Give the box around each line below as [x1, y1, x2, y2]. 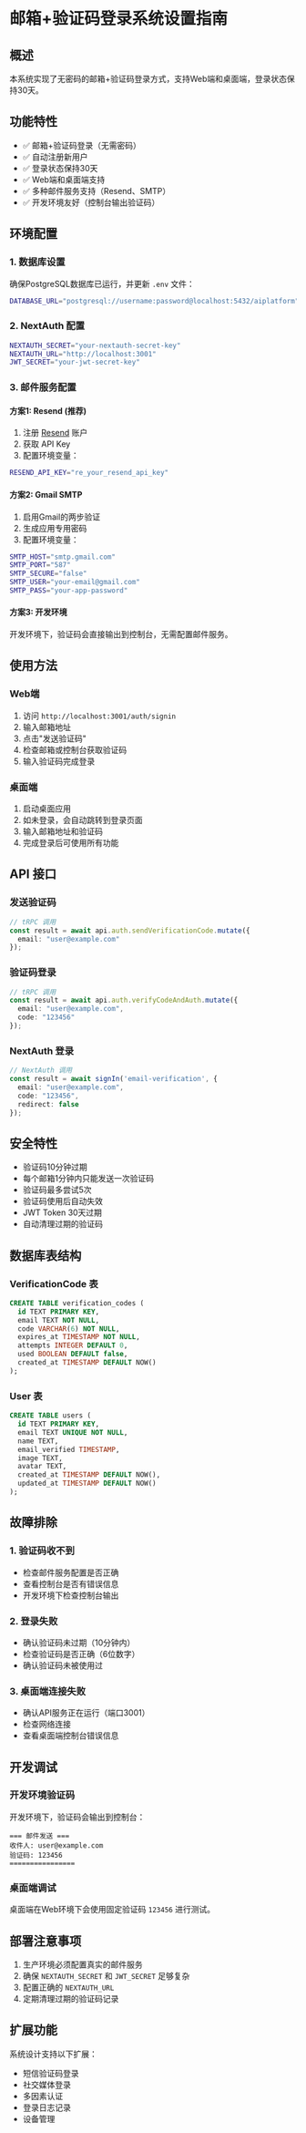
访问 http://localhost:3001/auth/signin [22, 710, 176, 721]
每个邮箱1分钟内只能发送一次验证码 [22, 1173, 155, 1184]
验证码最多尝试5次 [22, 1184, 93, 1195]
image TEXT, [17, 1453, 64, 1463]
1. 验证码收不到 [9, 1544, 76, 1557]
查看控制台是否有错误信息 [22, 1578, 119, 1589]
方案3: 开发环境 [9, 607, 68, 618]
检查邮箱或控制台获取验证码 [22, 744, 127, 755]
